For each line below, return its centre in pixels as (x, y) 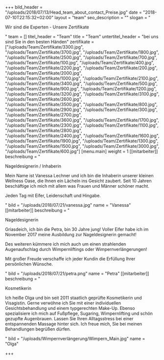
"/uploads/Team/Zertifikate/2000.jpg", (44, 73)
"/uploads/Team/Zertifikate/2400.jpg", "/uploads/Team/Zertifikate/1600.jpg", (82, 136)
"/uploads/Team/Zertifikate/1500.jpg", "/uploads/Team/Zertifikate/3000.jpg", (82, 146)
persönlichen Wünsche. (29, 264)
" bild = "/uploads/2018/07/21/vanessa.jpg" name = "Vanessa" (68, 205)
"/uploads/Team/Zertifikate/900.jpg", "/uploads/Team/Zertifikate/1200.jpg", (81, 89)
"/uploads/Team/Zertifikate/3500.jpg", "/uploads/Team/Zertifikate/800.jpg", (81, 104)
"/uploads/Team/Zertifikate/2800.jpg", (44, 130)
